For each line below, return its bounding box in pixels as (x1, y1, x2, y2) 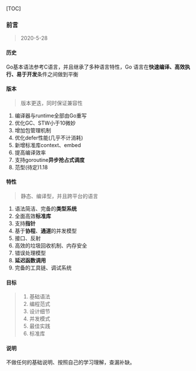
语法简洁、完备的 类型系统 (14, 205, 77, 212)
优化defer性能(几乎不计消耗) (14, 134, 84, 141)
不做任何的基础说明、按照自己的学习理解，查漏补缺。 (6, 359, 135, 366)
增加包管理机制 (14, 126, 51, 134)
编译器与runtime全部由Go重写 (14, 112, 87, 119)
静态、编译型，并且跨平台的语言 (20, 192, 98, 200)
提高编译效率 (14, 149, 46, 156)
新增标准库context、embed (14, 141, 81, 148)
